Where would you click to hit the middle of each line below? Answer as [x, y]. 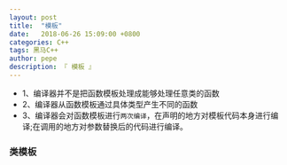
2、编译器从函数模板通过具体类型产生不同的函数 [110, 104]
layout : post [33, 17]
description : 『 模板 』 [52, 67]
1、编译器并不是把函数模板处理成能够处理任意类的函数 [120, 93]
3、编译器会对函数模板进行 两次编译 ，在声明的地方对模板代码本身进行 [147, 115]
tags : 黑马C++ [34, 51]
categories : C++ [39, 42]
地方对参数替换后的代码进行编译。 [126, 126]
